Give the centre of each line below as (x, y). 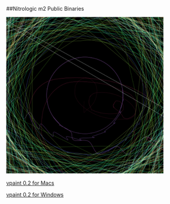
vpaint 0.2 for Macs (30, 183)
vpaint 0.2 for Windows (35, 195)
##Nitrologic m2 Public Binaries (45, 9)
